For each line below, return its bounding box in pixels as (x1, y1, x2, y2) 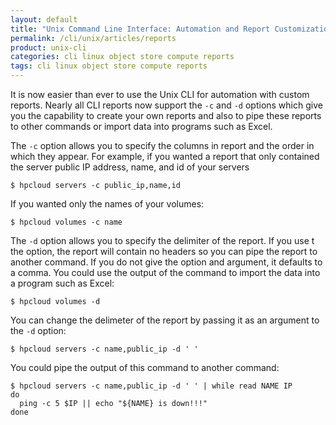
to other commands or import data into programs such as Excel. (10, 121, 273, 132)
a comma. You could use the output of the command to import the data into (10, 267, 321, 278)
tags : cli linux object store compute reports (10, 61, 208, 71)
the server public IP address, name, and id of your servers (10, 161, 250, 173)
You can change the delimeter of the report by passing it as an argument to (10, 314, 320, 326)
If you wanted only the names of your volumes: (10, 198, 205, 210)
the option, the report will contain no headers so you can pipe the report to (10, 246, 318, 257)
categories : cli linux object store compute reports (10, 52, 235, 62)
